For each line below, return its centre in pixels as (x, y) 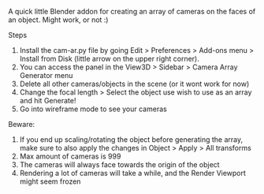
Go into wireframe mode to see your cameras (93, 109)
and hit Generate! (48, 101)
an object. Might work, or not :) (58, 20)
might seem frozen (50, 181)
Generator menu (46, 75)
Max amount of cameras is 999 (70, 156)
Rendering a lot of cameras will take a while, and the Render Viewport (133, 173)
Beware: (22, 124)
